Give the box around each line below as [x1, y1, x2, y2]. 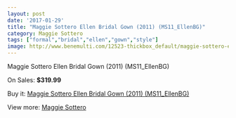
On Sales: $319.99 [7, 76, 62, 84]
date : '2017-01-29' [7, 17, 65, 24]
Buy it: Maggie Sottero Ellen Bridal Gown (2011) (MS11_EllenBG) [7, 89, 190, 98]
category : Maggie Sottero [7, 29, 83, 37]
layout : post [7, 10, 46, 18]
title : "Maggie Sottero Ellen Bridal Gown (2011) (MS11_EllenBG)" [7, 23, 206, 30]
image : [7, 43, 27, 50]
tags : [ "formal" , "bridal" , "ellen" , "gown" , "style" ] [7, 37, 159, 44]
